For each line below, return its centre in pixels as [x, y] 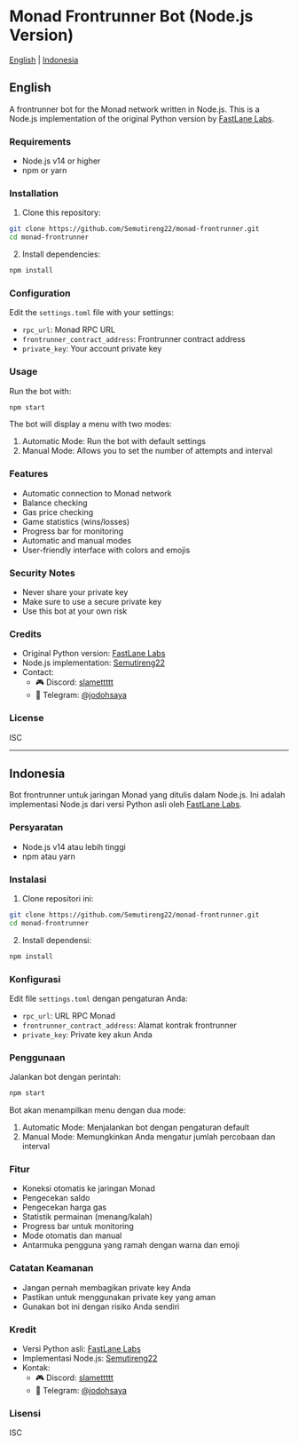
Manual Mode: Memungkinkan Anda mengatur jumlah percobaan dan [149, 1137]
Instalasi [28, 879]
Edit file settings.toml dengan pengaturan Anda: [98, 998]
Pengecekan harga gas [64, 1207]
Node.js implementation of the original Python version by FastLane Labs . [142, 118]
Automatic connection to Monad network [97, 493]
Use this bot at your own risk [74, 611]
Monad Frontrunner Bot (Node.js [131, 16]
